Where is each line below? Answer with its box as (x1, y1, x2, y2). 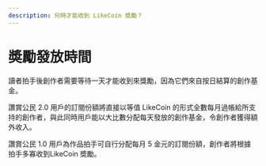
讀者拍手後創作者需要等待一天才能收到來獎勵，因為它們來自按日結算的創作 (8, 76, 251, 85)
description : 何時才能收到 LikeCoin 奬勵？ (8, 11, 143, 20)
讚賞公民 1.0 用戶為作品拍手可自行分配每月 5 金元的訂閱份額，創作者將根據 (8, 139, 252, 149)
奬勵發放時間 (8, 48, 93, 66)
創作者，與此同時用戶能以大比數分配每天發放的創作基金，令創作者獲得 (21, 112, 251, 122)
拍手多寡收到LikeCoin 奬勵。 (8, 149, 101, 158)
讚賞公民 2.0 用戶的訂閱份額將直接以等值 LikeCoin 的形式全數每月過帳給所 (8, 102, 249, 111)
